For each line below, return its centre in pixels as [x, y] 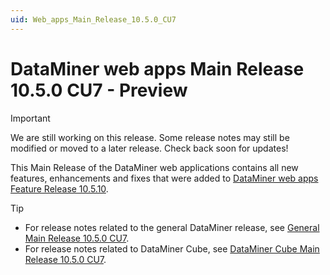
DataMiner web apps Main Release [157, 68]
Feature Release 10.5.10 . [59, 188]
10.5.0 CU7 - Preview [99, 90]
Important [30, 118]
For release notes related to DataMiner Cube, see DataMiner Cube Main [172, 248]
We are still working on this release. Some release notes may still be [150, 137]
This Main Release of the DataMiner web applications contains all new [154, 167]
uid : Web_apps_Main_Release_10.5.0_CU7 [93, 19]
